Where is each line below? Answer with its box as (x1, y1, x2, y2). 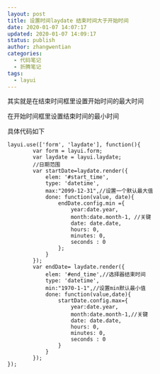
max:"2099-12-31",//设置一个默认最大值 (45, 188, 154, 195)
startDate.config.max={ (57, 297, 129, 304)
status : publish (7, 37, 55, 44)
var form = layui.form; (33, 147, 103, 155)
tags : (7, 70, 23, 77)
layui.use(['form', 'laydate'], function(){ (7, 141, 141, 149)
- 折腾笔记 (13, 63, 42, 70)
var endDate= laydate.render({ (33, 264, 125, 271)
